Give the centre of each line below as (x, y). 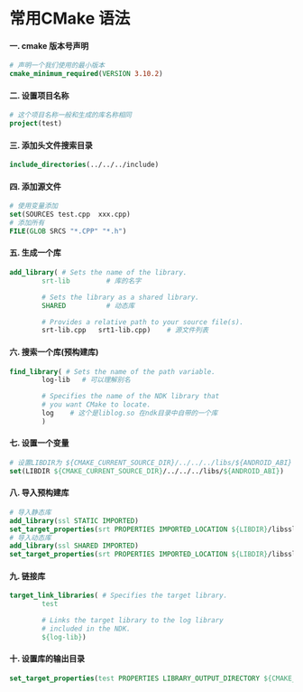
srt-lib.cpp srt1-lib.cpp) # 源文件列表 (125, 331)
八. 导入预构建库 (39, 492)
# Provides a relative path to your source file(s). (143, 322)
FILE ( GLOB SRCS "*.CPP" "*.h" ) (68, 231)
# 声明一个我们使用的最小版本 (57, 65)
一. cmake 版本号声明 (49, 45)
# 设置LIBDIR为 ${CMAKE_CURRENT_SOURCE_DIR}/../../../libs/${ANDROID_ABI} (151, 463)
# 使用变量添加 (34, 206)
